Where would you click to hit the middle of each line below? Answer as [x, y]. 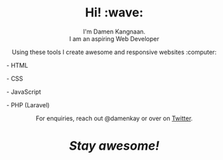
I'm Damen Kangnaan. [114, 31]
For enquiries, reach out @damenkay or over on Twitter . [114, 118]
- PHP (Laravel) [28, 105]
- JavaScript [24, 92]
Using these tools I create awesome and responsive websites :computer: [114, 52]
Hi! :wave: [114, 13]
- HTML [17, 65]
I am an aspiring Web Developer [114, 38]
